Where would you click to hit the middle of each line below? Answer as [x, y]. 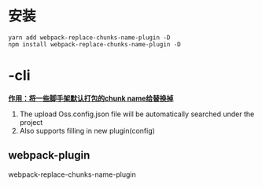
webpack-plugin [49, 155]
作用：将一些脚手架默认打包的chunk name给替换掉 [91, 98]
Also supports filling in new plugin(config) [87, 130]
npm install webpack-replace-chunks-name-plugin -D [94, 44]
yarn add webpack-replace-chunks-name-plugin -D [89, 37]
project [31, 122]
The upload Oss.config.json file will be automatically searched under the [137, 114]
